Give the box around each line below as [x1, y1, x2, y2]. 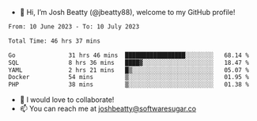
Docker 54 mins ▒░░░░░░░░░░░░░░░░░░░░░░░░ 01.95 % [8, 74, 249, 81]
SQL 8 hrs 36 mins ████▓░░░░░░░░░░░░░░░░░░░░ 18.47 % [8, 59, 249, 66]
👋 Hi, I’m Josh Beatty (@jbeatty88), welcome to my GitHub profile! [19, 8, 236, 17]
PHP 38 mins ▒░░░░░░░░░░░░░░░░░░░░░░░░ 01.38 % [8, 81, 249, 89]
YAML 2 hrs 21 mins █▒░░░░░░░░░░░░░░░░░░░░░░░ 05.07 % [8, 66, 249, 74]
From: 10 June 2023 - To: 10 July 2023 [8, 23, 140, 31]
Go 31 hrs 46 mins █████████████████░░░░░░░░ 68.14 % [8, 51, 249, 59]
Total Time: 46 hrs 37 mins [8, 36, 101, 45]
